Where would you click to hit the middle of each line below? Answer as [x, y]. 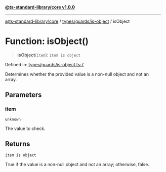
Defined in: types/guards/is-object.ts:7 [44, 64]
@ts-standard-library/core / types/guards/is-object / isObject [67, 21]
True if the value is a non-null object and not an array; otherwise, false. [77, 165]
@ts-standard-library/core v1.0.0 [40, 7]
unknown [13, 119]
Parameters [23, 95]
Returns [18, 144]
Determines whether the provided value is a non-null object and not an [77, 74]
